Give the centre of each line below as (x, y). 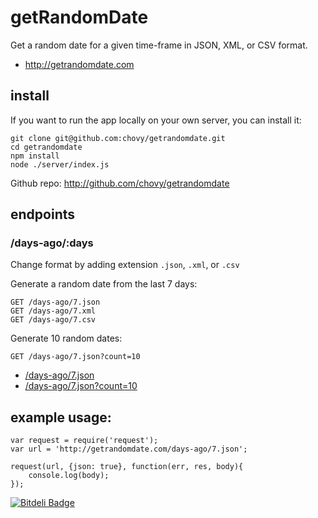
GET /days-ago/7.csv (53, 320)
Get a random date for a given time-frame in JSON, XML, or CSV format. (159, 45)
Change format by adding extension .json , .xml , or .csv (125, 265)
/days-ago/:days (52, 243)
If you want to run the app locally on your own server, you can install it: (156, 120)
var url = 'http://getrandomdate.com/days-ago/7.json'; (129, 449)
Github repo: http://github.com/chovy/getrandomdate (120, 183)
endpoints (43, 214)
